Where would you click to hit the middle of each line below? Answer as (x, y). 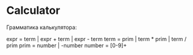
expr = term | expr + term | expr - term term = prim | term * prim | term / (96, 39)
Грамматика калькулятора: (42, 27)
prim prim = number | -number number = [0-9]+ (67, 45)
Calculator (33, 11)
